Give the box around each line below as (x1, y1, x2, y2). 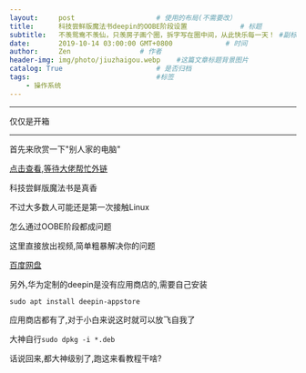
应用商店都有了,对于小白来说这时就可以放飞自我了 (9, 314, 196, 325)
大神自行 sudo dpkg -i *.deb (9, 333, 116, 344)
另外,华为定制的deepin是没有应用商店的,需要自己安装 (9, 278, 208, 289)
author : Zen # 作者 (9, 47, 162, 56)
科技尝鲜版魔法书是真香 (9, 182, 97, 193)
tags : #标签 (9, 73, 175, 82)
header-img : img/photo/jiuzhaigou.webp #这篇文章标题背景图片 (9, 55, 249, 65)
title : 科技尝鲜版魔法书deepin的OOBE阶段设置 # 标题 (9, 22, 262, 31)
